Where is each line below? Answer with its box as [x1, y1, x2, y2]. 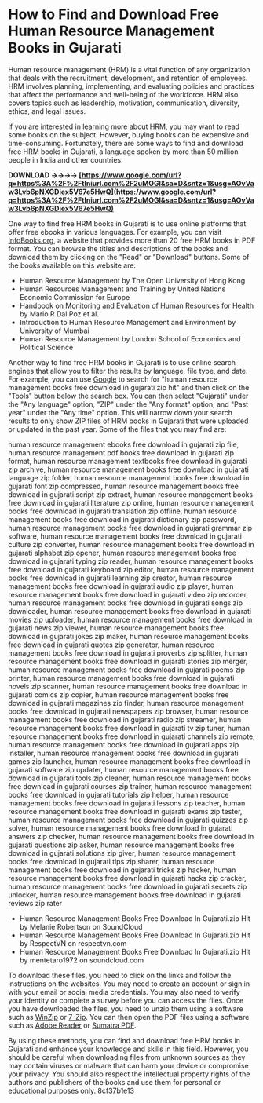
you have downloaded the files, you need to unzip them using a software [8, 1003, 243, 1014]
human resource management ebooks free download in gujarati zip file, [8, 440, 239, 449]
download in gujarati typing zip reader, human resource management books [8, 556, 254, 566]
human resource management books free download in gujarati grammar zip [8, 523, 253, 532]
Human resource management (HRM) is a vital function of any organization [8, 64, 250, 74]
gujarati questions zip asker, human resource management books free [8, 840, 235, 849]
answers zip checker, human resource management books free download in [8, 831, 254, 841]
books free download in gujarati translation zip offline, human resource [8, 506, 237, 516]
